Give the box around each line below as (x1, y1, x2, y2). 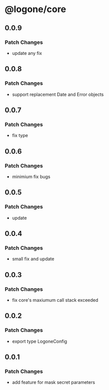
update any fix (12, 50, 42, 56)
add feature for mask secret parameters (12, 379, 95, 385)
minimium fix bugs (12, 173, 51, 179)
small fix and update (12, 256, 54, 262)
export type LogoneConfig (12, 338, 68, 344)
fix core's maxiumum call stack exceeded (12, 297, 99, 303)
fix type (12, 133, 28, 139)
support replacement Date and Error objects (12, 91, 104, 97)
